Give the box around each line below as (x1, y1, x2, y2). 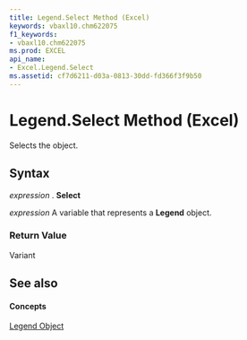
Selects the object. (9, 140, 79, 151)
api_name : (9, 55, 47, 64)
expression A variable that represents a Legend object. (9, 207, 212, 218)
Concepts (9, 301, 47, 311)
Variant (9, 249, 36, 260)
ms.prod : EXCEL (9, 47, 66, 56)
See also (9, 275, 58, 292)
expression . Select (9, 189, 81, 200)
